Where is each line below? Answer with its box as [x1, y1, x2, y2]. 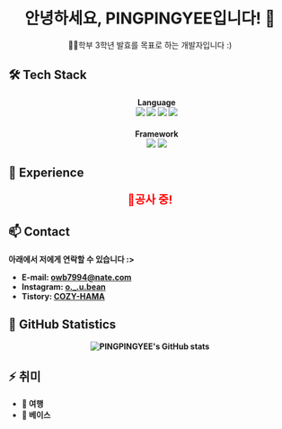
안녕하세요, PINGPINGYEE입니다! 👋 [24, 8, 276, 29]
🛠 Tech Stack [8, 67, 87, 83]
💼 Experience [8, 165, 84, 180]
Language [137, 96, 176, 108]
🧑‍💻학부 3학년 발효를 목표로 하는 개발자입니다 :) [67, 40, 233, 50]
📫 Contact [8, 224, 71, 239]
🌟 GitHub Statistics [8, 317, 117, 333]
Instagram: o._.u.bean [21, 281, 107, 292]
